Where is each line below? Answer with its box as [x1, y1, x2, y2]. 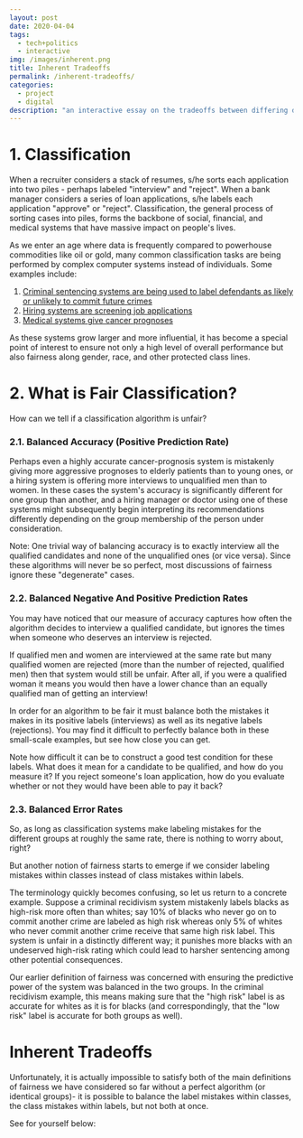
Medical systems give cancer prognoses [22, 315, 174, 326]
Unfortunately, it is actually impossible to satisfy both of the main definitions [9, 1071, 291, 1082]
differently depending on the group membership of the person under [9, 514, 264, 525]
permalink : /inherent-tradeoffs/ [9, 72, 135, 81]
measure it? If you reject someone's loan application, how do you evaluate [9, 770, 285, 781]
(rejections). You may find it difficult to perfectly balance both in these [9, 724, 270, 735]
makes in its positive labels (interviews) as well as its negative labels [9, 714, 263, 725]
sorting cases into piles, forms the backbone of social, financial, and [9, 213, 263, 224]
